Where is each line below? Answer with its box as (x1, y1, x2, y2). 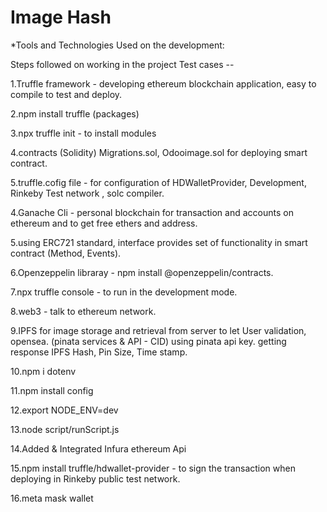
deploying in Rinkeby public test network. (10, 472, 181, 485)
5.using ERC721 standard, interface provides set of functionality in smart (10, 236, 308, 248)
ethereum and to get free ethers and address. (10, 217, 198, 229)
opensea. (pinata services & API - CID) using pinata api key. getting (10, 335, 287, 347)
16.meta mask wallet (10, 492, 94, 504)
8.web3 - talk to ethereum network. (10, 305, 157, 317)
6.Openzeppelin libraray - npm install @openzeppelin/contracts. (10, 266, 274, 278)
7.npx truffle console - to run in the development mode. (10, 286, 238, 298)
